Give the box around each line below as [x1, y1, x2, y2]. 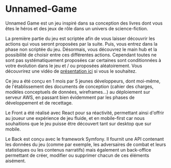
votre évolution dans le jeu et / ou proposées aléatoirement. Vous [5, 62, 142, 69]
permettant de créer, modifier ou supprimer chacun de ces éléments [5, 152, 150, 158]
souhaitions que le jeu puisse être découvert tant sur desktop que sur [5, 120, 152, 127]
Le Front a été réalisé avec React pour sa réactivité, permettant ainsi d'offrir [5, 110, 164, 116]
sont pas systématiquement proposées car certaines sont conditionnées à [5, 57, 162, 63]
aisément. [5, 157, 27, 164]
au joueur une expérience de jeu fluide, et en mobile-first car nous [5, 115, 145, 121]
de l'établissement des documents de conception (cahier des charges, [5, 83, 154, 90]
